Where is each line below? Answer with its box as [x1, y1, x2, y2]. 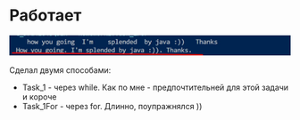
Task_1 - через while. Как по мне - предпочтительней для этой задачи [21, 82, 288, 93]
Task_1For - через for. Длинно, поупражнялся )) [21, 101, 203, 112]
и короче [21, 92, 57, 102]
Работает [9, 5, 82, 26]
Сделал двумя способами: [9, 65, 112, 76]
